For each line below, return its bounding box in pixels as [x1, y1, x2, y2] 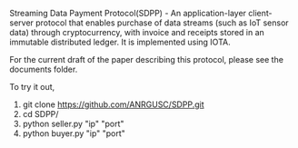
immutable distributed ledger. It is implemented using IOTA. [9, 36, 231, 47]
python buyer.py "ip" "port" [22, 128, 125, 139]
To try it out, [9, 82, 55, 92]
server [9, 17, 35, 28]
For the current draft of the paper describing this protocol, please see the [9, 54, 284, 64]
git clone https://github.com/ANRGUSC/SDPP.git [22, 99, 204, 110]
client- [248, 8, 273, 18]
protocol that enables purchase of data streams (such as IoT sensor [35, 17, 289, 28]
